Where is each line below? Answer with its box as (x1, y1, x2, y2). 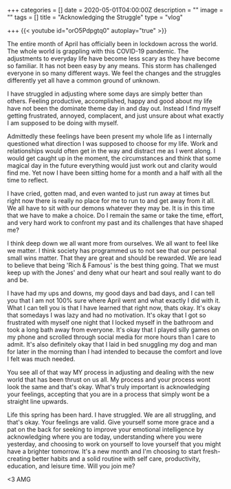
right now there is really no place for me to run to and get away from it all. (7, 197, 215, 205)
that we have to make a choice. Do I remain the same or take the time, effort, (7, 211, 224, 219)
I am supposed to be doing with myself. (7, 119, 119, 127)
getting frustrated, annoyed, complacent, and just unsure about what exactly (7, 111, 224, 120)
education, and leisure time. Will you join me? (7, 462, 135, 470)
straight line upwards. (7, 398, 69, 405)
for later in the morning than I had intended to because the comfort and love (7, 347, 222, 356)
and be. (7, 276, 29, 284)
